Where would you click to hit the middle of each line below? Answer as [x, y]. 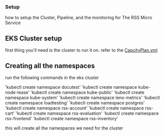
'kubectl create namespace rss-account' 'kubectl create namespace [75, 108]
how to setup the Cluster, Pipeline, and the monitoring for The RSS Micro [79, 18]
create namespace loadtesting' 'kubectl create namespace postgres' [75, 102]
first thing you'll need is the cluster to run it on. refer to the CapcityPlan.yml [81, 50]
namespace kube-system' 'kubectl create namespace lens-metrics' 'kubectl [82, 98]
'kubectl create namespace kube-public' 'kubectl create [87, 92]
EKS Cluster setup [34, 38]
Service [13, 23]
